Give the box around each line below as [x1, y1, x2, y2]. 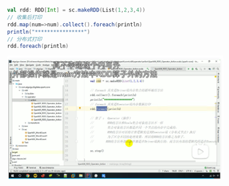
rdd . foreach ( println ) [7, 43, 69, 50]
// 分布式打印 [7, 36, 43, 43]
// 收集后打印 [7, 14, 43, 21]
